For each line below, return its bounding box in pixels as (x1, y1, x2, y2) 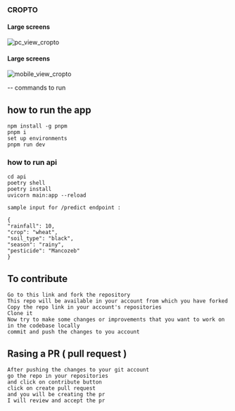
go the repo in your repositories (7, 372, 109, 380)
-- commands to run (7, 83, 66, 92)
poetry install (7, 185, 52, 193)
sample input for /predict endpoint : (7, 204, 121, 211)
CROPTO (7, 5, 39, 15)
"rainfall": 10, (7, 223, 55, 230)
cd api (7, 173, 27, 180)
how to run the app (7, 104, 91, 116)
